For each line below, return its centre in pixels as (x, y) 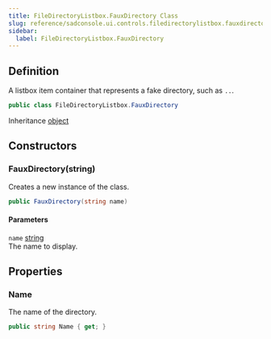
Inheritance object (39, 120)
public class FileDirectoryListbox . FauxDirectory (94, 106)
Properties (35, 272)
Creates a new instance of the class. (69, 186)
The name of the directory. (53, 312)
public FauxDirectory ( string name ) (68, 201)
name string (26, 237)
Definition (33, 71)
